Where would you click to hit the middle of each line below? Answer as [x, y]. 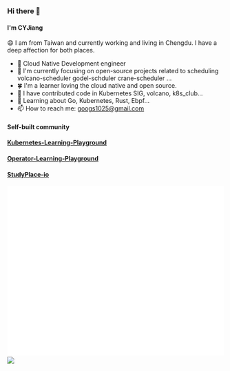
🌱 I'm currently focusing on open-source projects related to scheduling [118, 71]
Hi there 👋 [24, 11]
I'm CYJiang [25, 28]
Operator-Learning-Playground [53, 158]
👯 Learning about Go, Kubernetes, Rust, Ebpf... [83, 101]
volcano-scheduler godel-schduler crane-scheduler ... [94, 78]
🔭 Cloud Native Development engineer [71, 64]
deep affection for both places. [51, 50]
